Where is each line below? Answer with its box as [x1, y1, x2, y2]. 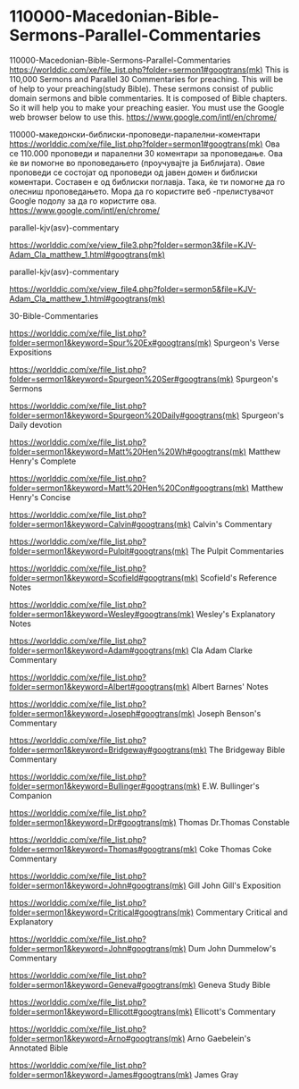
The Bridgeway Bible [208, 744, 286, 755]
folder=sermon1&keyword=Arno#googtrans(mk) [9, 1033, 186, 1043]
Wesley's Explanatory [195, 608, 276, 619]
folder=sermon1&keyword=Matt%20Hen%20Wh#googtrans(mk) [9, 446, 247, 457]
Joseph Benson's [196, 708, 262, 718]
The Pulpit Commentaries [190, 545, 284, 556]
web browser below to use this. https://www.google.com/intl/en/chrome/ [9, 112, 278, 122]
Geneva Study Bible [197, 979, 270, 990]
